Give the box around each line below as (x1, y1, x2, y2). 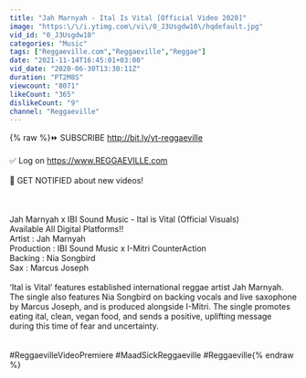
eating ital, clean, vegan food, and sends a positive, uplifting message (9, 311, 272, 322)
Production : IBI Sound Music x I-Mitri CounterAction (9, 243, 207, 254)
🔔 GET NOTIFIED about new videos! (9, 175, 144, 186)
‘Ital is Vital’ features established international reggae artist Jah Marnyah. (9, 282, 285, 293)
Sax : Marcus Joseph (9, 262, 90, 274)
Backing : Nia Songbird (9, 253, 96, 264)
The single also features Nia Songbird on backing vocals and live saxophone (9, 291, 297, 302)
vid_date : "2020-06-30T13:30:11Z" (9, 65, 142, 74)
